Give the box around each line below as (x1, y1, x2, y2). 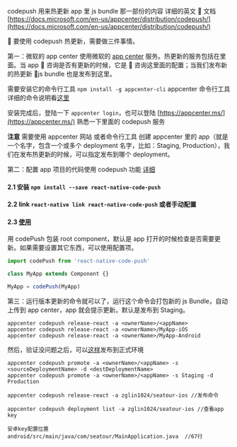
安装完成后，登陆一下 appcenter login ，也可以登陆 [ (7, 109, 161, 117)
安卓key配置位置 (7, 426, 49, 433)
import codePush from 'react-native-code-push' (7, 257, 151, 265)
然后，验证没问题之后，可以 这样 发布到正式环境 (7, 346, 144, 354)
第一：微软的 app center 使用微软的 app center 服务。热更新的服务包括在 (7, 52, 221, 60)
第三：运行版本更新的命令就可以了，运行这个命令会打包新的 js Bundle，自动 (7, 297, 229, 306)
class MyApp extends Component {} (7, 270, 110, 278)
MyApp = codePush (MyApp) (7, 283, 81, 291)
